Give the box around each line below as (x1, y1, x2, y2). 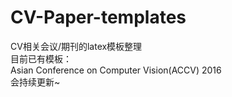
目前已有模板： (10, 52, 72, 65)
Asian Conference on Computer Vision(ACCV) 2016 (10, 64, 222, 76)
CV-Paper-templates (10, 6, 187, 29)
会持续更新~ (10, 76, 61, 88)
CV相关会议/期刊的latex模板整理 (10, 40, 143, 52)
